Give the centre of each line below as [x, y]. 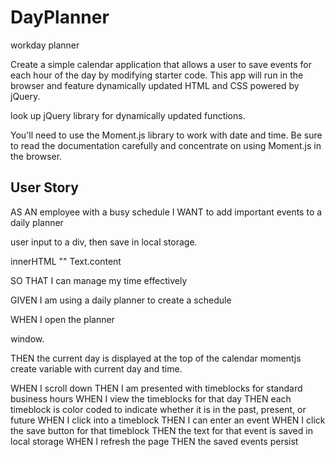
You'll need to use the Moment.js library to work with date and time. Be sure [166, 135]
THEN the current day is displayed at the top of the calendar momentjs [156, 358]
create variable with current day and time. [96, 368]
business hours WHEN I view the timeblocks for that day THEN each [151, 398]
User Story [44, 187]
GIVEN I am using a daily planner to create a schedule [121, 300]
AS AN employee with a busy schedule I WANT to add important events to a [166, 212]
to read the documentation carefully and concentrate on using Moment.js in [166, 145]
